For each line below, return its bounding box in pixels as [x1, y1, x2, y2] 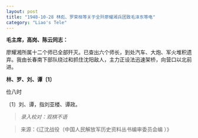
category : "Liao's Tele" [6, 19, 67, 25]
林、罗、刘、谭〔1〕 [6, 76, 55, 83]
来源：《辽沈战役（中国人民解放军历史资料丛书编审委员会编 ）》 [20, 126, 172, 133]
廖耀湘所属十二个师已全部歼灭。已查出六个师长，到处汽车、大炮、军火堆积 [6, 49, 187, 56]
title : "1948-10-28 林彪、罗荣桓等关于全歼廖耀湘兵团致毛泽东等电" [6, 14, 156, 20]
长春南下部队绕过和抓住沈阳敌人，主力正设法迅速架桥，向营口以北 [26, 56, 187, 63]
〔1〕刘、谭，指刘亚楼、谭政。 [6, 101, 81, 108]
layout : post [6, 8, 38, 15]
